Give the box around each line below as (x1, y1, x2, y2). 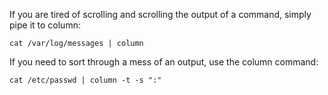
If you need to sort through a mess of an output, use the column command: (9, 56, 319, 68)
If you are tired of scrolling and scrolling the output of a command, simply (9, 9, 312, 20)
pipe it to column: (9, 19, 81, 31)
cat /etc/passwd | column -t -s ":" (9, 75, 162, 85)
